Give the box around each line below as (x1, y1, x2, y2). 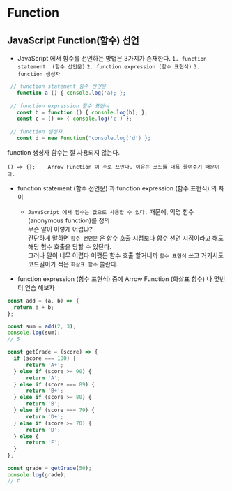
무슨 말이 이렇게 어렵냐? (27, 225, 93, 233)
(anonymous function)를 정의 (27, 216, 110, 225)
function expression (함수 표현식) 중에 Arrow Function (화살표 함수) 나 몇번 (17, 274, 226, 283)
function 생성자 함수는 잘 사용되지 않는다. (7, 148, 121, 156)
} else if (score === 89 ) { (13, 381, 95, 388)
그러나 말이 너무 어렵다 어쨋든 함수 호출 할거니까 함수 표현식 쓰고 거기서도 (27, 251, 224, 259)
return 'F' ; (25, 439, 61, 446)
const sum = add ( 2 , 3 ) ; (7, 323, 77, 330)
